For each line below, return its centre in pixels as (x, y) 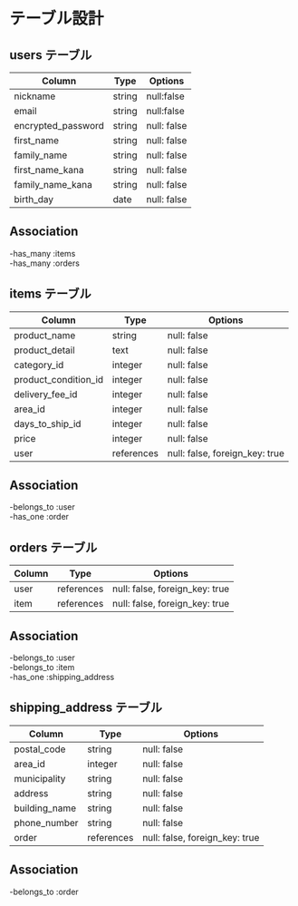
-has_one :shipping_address (62, 677)
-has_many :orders (44, 263)
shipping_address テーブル (86, 708)
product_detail (44, 350)
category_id (39, 365)
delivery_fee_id (46, 394)
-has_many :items (43, 253)
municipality (40, 778)
